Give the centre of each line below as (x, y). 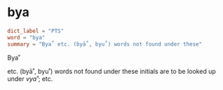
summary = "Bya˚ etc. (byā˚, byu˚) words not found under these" (104, 44)
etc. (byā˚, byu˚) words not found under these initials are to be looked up (111, 71)
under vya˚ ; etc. (30, 79)
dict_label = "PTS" (36, 31)
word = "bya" (26, 37)
